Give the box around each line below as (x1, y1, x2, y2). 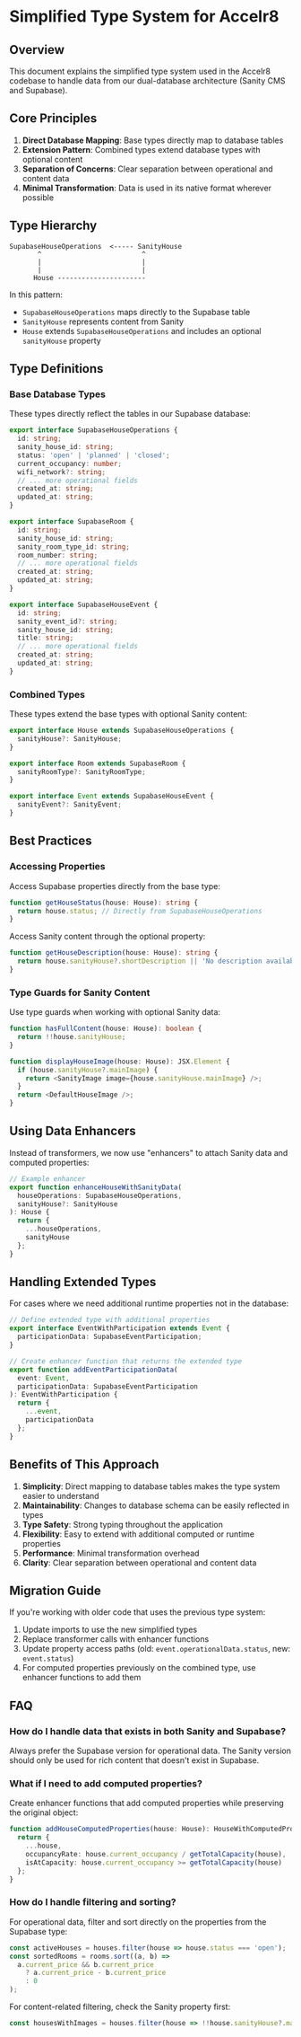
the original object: (9, 1807, 79, 1818)
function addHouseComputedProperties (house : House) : (9, 1825, 211, 1834)
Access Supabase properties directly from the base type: (9, 880, 221, 891)
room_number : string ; (17, 551, 99, 560)
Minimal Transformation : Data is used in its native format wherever (21, 182, 271, 193)
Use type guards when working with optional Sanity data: (9, 1007, 221, 1018)
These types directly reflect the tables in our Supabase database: (9, 409, 251, 419)
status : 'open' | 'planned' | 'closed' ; (17, 451, 170, 460)
